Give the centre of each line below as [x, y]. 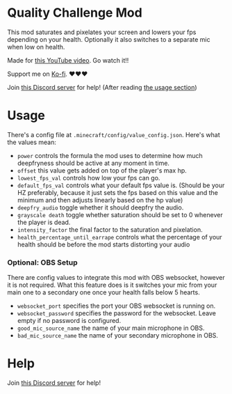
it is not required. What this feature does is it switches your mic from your [112, 285]
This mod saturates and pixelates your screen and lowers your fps [102, 32]
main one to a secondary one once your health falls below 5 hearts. [103, 292]
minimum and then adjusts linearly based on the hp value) [100, 200]
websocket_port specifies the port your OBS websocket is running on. [116, 306]
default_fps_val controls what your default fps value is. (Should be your [121, 185]
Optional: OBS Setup [42, 262]
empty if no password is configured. [69, 321]
